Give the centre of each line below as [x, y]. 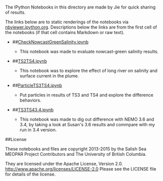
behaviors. [30, 100]
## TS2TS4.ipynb [30, 61]
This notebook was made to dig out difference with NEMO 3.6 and [87, 119]
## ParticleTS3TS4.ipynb [37, 85]
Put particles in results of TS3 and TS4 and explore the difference [86, 95]
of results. [15, 12]
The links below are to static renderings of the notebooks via [67, 22]
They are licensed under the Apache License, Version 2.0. [64, 164]
